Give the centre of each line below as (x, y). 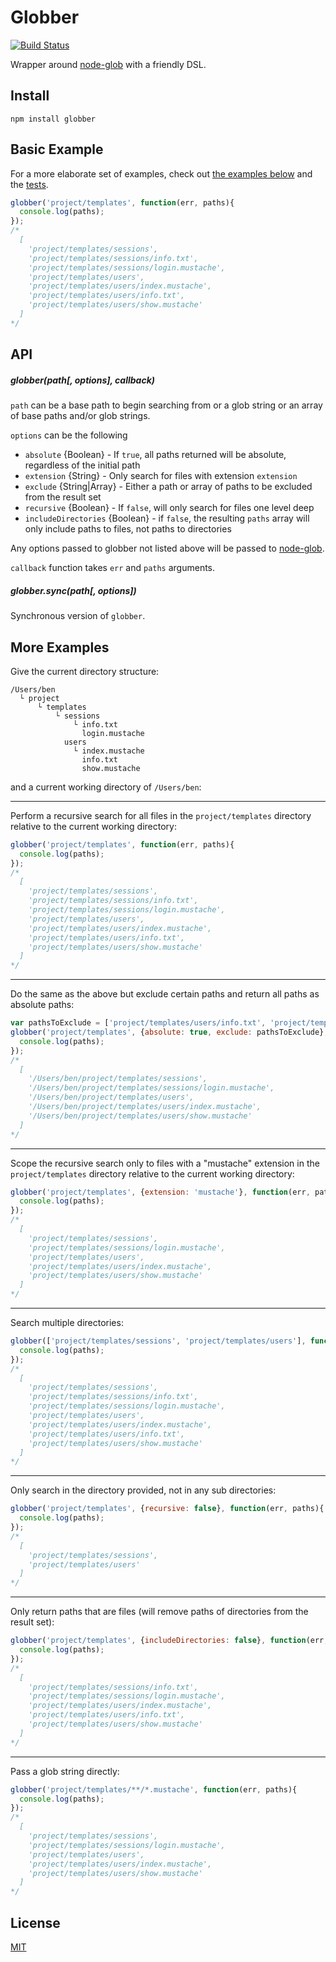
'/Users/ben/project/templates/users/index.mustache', (145, 1107)
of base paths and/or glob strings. (80, 416)
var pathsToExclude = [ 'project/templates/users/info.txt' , (138, 1023)
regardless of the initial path (82, 465)
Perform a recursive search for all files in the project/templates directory (161, 815)
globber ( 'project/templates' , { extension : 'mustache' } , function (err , (160, 1192)
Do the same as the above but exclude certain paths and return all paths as (165, 994)
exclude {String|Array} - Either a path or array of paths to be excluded (168, 487)
